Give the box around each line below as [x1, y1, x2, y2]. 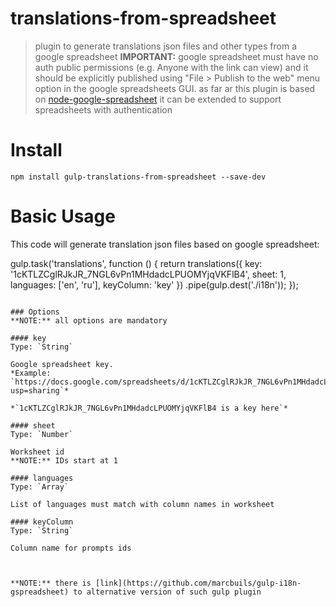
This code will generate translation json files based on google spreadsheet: [10, 238, 320, 250]
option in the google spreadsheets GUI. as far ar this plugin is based [34, 82, 316, 94]
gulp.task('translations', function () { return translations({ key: [10, 257, 263, 269]
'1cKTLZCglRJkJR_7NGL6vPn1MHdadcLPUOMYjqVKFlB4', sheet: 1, [10, 268, 287, 280]
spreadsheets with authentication [34, 103, 173, 116]
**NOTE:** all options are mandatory [10, 315, 168, 326]
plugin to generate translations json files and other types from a [34, 40, 298, 52]
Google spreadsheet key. [10, 359, 114, 369]
